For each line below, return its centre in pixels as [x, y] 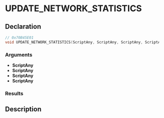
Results [14, 93]
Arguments [19, 55]
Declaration [23, 27]
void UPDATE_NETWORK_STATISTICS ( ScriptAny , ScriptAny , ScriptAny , [74, 42]
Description [23, 109]
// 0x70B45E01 [20, 38]
